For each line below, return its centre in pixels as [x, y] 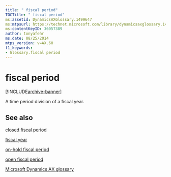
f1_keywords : [19, 48]
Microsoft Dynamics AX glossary [40, 169]
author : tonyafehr [25, 34]
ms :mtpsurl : [18, 24]
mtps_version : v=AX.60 [29, 43]
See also [19, 117]
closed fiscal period [26, 130]
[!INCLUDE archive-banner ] [34, 92]
